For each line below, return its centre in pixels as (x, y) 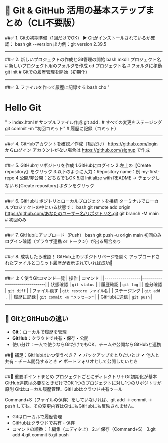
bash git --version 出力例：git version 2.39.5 (61, 44)
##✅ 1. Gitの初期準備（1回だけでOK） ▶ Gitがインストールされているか (78, 38)
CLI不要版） (56, 23)
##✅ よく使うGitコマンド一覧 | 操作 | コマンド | (54, 278)
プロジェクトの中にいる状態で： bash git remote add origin (70, 207)
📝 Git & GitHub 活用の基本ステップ (75, 10)
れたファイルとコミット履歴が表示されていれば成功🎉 (59, 263)
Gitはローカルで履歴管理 (37, 416)
